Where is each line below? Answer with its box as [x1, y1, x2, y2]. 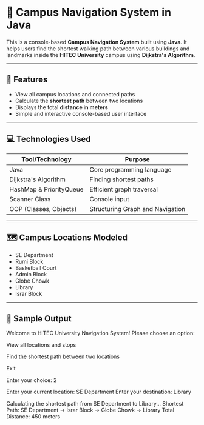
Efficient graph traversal [89, 185, 158, 193]
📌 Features [6, 75, 48, 85]
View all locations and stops [6, 341, 76, 349]
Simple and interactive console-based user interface [15, 110, 147, 117]
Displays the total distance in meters [15, 103, 108, 111]
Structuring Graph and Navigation [89, 204, 186, 213]
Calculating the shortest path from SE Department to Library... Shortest [6, 400, 184, 407]
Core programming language [89, 165, 172, 173]
